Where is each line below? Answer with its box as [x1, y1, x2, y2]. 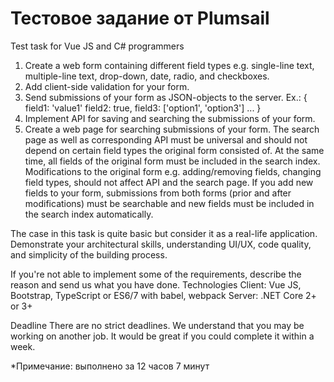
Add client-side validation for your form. [24, 80, 190, 92]
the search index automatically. [24, 208, 154, 220]
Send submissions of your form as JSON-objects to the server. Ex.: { [24, 91, 308, 103]
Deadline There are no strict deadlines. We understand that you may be [10, 319, 305, 331]
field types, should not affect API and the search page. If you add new [24, 176, 314, 188]
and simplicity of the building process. [10, 248, 168, 261]
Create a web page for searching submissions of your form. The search [24, 123, 320, 135]
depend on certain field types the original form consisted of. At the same [24, 144, 325, 156]
